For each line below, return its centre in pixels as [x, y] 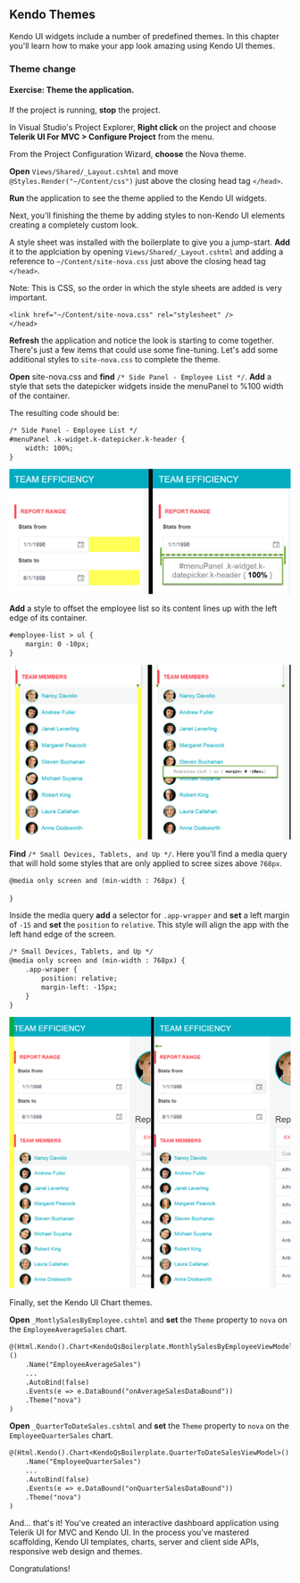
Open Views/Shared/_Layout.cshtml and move [94, 171]
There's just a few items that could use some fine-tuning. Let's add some [144, 350]
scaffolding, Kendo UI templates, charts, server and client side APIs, [134, 1542]
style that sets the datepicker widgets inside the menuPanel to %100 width [146, 386]
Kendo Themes [52, 15]
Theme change [42, 69]
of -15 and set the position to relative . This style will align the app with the [149, 925]
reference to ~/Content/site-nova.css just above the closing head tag [137, 261]
